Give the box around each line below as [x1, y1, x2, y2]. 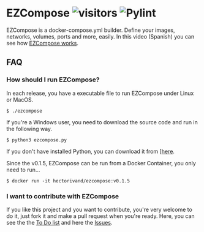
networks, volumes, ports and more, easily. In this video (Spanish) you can [6, 32, 195, 40]
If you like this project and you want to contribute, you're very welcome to [6, 206, 193, 213]
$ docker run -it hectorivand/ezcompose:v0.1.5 [6, 178, 130, 184]
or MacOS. [6, 95, 34, 103]
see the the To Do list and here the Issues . [6, 219, 113, 226]
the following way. [6, 125, 53, 132]
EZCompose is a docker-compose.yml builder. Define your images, [6, 26, 176, 34]
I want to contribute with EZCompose [6, 192, 119, 200]
